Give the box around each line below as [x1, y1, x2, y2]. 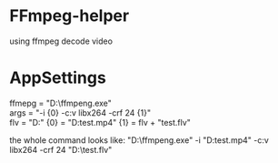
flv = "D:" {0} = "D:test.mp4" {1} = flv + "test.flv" [9, 117, 191, 127]
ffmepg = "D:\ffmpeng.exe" [9, 97, 112, 108]
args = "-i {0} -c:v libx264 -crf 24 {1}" [9, 107, 152, 118]
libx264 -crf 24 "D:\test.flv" [9, 144, 113, 155]
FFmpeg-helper [9, 5, 130, 26]
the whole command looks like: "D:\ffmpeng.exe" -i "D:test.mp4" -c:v [9, 134, 270, 146]
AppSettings [9, 67, 106, 88]
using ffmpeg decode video [9, 36, 114, 46]
